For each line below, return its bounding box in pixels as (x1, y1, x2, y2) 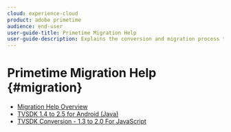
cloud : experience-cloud (7, 10, 78, 17)
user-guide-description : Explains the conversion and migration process (7, 36, 220, 43)
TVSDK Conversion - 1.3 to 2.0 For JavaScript (16, 118, 146, 126)
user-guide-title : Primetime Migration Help (7, 29, 137, 36)
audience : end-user (7, 23, 63, 30)
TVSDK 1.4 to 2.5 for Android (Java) (16, 110, 119, 118)
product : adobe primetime (7, 16, 81, 23)
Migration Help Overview (16, 102, 88, 111)
